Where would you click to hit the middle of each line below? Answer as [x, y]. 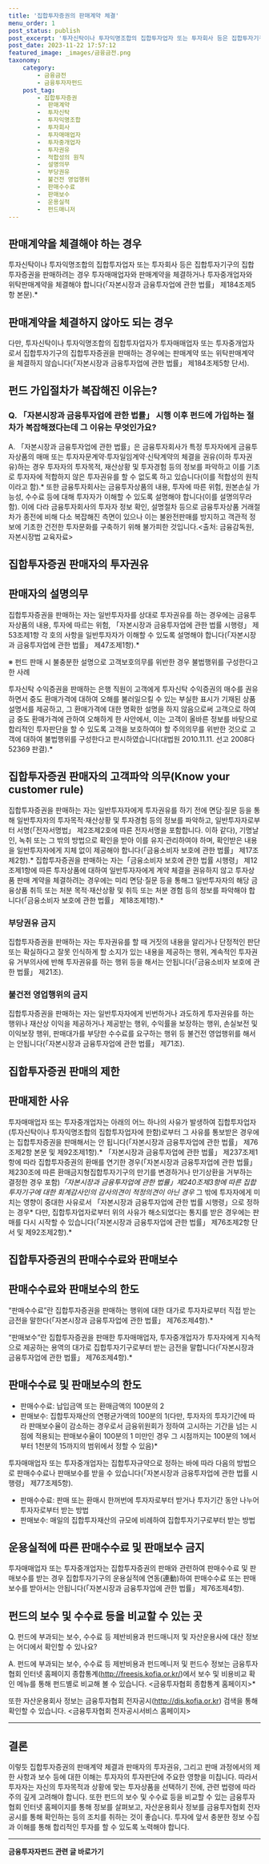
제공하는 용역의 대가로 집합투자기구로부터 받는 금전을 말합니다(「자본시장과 [139, 1347]
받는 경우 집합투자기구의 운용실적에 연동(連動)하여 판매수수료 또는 [139, 1578]
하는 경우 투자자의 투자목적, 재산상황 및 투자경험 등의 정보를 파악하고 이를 [131, 466]
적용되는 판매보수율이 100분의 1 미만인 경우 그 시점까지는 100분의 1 [139, 1435]
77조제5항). [55, 1483]
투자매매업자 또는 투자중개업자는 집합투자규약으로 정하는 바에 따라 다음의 [122, 1463]
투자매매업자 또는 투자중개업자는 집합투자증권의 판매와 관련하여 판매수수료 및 [128, 1568]
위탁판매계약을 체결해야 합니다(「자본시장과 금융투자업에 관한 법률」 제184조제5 [132, 284]
